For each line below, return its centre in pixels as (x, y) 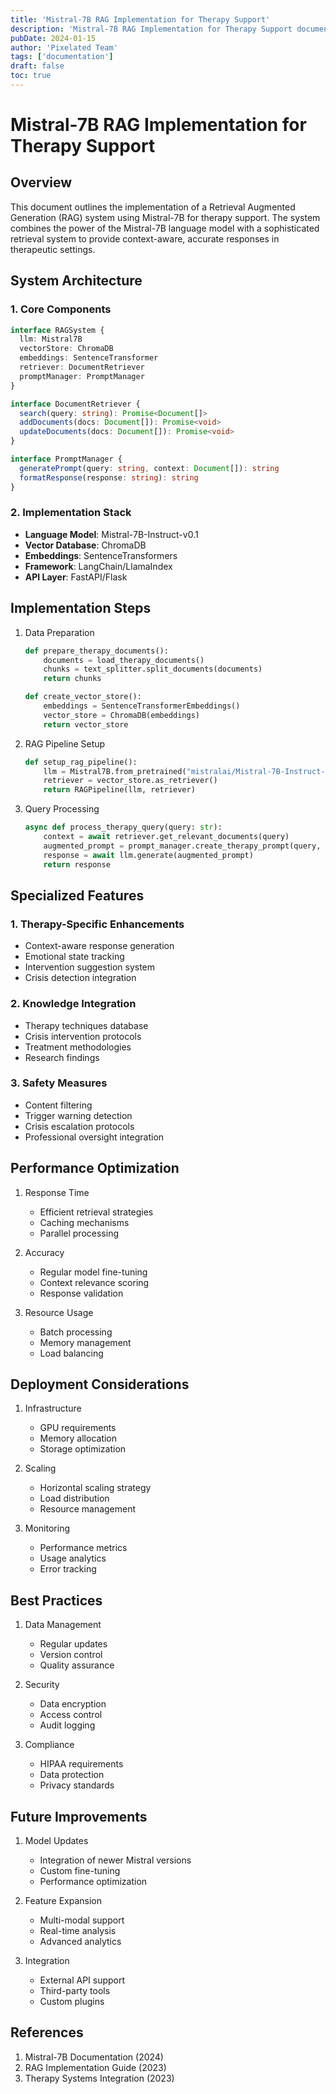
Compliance (49, 1745)
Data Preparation (59, 632)
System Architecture (76, 281)
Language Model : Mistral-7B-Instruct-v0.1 (111, 534)
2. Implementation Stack (71, 513)
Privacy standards (77, 1785)
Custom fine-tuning (80, 1871)
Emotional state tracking (74, 957)
